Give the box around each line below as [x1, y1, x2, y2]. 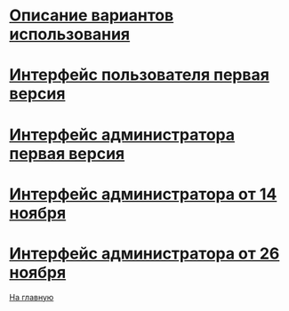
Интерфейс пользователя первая [9, 65, 269, 85]
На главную [9, 291, 54, 302]
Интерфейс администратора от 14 [9, 184, 277, 204]
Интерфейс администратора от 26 [9, 243, 280, 263]
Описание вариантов [9, 5, 174, 26]
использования [9, 24, 131, 44]
